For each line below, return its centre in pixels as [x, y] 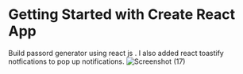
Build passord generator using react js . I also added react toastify [116, 53]
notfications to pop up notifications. [66, 61]
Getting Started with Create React [122, 15]
